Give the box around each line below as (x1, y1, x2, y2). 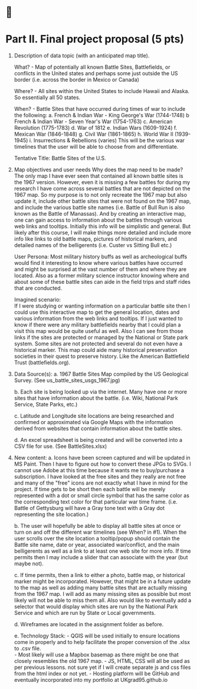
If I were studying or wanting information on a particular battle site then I (14, 302, 190, 310)
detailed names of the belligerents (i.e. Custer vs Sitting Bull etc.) (14, 242, 172, 249)
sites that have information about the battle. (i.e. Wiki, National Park (14, 395, 178, 402)
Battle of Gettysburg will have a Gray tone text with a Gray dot (14, 505, 165, 512)
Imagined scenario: (14, 296, 61, 303)
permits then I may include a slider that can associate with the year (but (14, 554, 188, 561)
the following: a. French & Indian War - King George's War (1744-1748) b (14, 112, 190, 119)
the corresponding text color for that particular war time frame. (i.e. (14, 498, 178, 505)
